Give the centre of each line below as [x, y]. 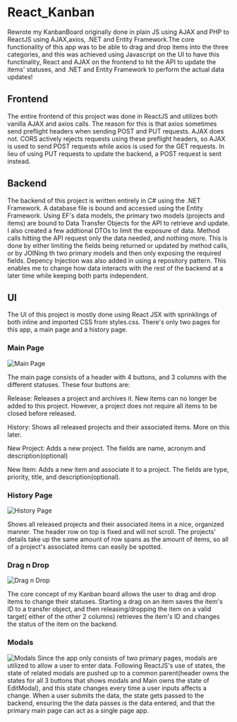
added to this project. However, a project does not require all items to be [112, 406]
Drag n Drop [28, 564]
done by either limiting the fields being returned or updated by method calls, [118, 245]
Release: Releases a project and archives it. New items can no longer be [112, 398]
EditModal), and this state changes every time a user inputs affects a [107, 688]
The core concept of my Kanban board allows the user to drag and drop [112, 594]
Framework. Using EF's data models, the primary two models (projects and [116, 215]
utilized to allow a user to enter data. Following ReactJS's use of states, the [116, 665]
